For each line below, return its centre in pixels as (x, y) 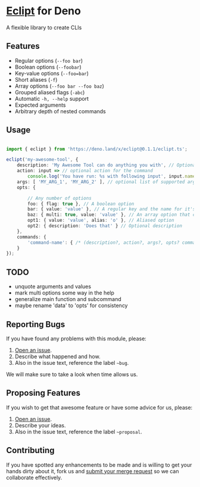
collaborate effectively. (34, 477)
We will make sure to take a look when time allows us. (72, 374)
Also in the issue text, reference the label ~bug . (72, 362)
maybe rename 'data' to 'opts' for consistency (71, 306)
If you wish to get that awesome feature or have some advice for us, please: (99, 407)
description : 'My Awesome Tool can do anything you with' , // (96, 165)
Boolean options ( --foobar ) (48, 67)
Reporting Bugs (36, 324)
